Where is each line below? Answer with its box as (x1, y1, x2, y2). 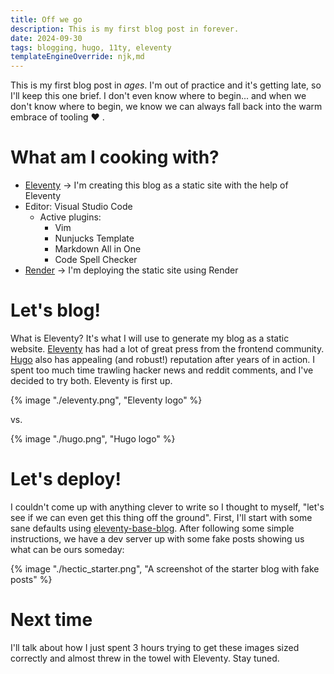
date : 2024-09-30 (10, 33, 83, 43)
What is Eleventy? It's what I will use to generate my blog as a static (10, 332, 290, 344)
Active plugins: (39, 211, 102, 223)
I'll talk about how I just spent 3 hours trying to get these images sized (10, 641, 300, 653)
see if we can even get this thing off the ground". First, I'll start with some (10, 511, 313, 523)
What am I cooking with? (10, 146, 220, 169)
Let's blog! (10, 299, 101, 322)
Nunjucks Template (54, 232, 135, 245)
